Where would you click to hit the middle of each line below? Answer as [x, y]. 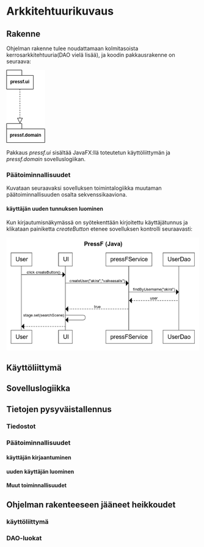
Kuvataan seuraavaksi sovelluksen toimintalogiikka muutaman [84, 188]
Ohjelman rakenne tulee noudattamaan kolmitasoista [72, 48]
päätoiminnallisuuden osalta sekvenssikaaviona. [67, 195]
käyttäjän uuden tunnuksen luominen [55, 208]
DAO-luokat [24, 538]
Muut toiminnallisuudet [37, 485]
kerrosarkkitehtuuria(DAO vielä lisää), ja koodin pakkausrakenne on [91, 55]
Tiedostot [21, 427]
